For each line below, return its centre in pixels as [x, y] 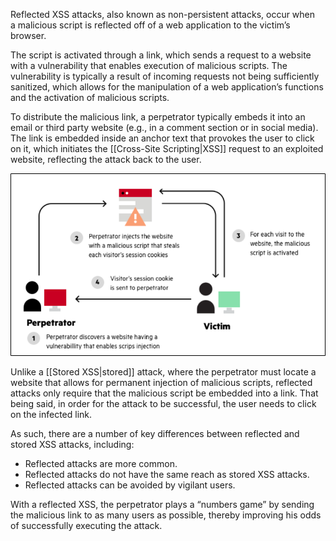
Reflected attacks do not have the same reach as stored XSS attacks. [167, 474]
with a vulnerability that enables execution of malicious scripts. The [149, 65]
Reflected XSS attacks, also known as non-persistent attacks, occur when [163, 14]
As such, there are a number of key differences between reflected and [155, 433]
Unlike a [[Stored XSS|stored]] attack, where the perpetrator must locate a [163, 371]
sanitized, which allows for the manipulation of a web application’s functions [167, 87]
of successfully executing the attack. [86, 525]
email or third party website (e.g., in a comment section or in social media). [164, 127]
